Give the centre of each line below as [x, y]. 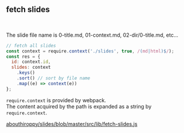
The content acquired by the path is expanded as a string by [79, 106]
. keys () [26, 73]
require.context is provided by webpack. [56, 100]
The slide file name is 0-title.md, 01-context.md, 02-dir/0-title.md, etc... [92, 35]
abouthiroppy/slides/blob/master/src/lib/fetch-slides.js [72, 124]
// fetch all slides [31, 45]
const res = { [23, 57]
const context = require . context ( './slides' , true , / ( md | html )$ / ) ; [90, 51]
